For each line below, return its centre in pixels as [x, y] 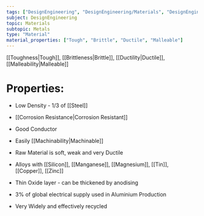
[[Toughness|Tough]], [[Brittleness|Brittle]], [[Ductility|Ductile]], [86, 57]
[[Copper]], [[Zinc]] [39, 170]
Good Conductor [36, 129]
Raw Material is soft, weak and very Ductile [69, 152]
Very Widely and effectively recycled [61, 206]
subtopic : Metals [28, 29]
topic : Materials [28, 23]
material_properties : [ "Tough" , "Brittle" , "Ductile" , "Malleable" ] [95, 40]
